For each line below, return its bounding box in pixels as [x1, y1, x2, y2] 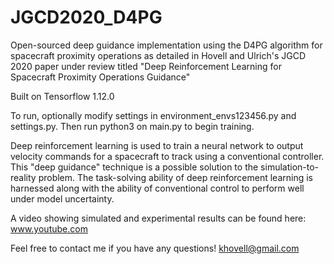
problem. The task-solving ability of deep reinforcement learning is [38, 171, 314, 183]
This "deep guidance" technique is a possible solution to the [10, 161, 259, 173]
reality [10, 171, 37, 183]
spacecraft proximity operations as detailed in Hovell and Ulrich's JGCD [10, 49, 307, 61]
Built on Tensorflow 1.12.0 [10, 90, 115, 102]
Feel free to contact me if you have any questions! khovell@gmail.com [10, 242, 300, 254]
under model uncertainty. [10, 192, 115, 205]
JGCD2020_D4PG [10, 6, 163, 29]
